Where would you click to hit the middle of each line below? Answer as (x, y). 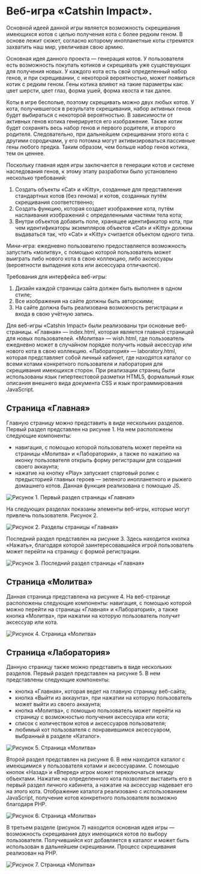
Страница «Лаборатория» (58, 652)
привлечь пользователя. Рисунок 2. (52, 515)
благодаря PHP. (26, 804)
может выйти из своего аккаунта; (58, 704)
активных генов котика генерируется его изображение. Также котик (94, 121)
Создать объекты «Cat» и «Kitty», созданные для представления (98, 189)
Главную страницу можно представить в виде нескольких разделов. (95, 423)
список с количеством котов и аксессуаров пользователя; (91, 724)
